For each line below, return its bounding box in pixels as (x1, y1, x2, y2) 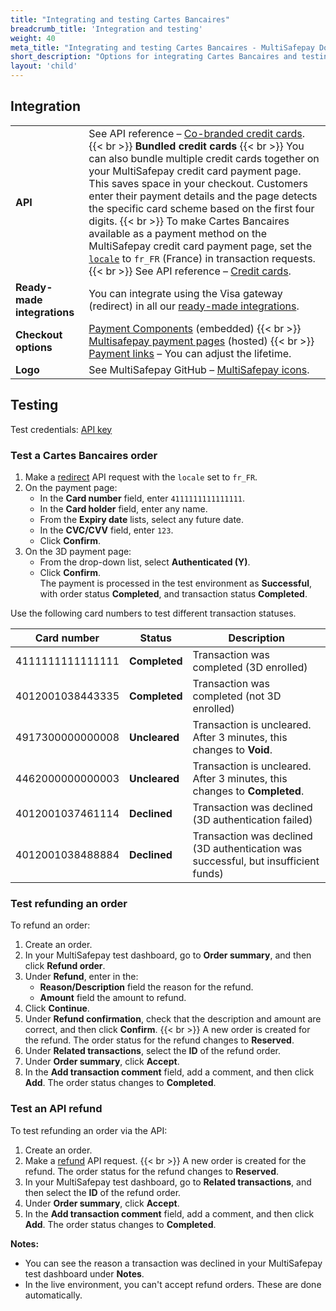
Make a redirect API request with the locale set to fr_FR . (24, 471, 258, 483)
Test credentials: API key (10, 423, 113, 435)
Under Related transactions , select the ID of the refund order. (24, 1045, 282, 1057)
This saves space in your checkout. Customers (88, 176, 308, 190)
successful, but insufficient (192, 854, 320, 868)
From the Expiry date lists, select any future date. (39, 513, 245, 525)
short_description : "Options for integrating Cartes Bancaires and (10, 52, 298, 62)
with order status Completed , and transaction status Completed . (39, 587, 308, 600)
